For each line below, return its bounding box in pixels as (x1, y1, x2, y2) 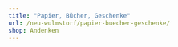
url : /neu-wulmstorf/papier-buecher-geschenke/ (8, 19, 171, 27)
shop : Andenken (8, 26, 59, 34)
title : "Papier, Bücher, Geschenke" (8, 11, 131, 20)
